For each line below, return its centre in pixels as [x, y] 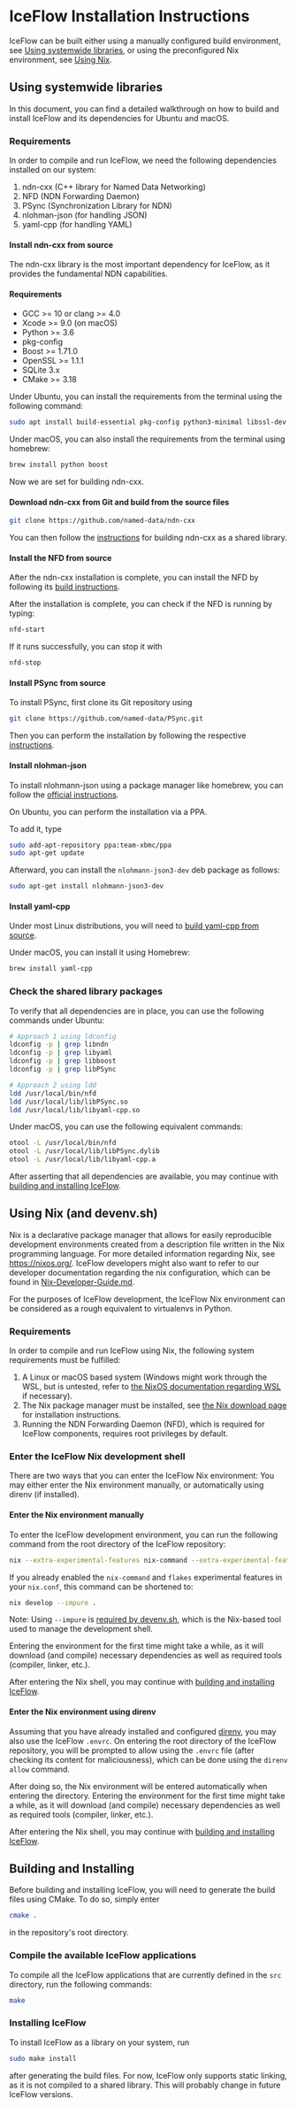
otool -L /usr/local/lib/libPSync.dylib [85, 1151]
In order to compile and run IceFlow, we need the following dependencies [143, 160]
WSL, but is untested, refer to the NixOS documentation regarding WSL [151, 1387]
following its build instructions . [65, 587]
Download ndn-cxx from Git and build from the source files [119, 502]
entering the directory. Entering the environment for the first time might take [147, 1796]
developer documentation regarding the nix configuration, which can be [140, 1273]
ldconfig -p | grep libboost [63, 1061]
